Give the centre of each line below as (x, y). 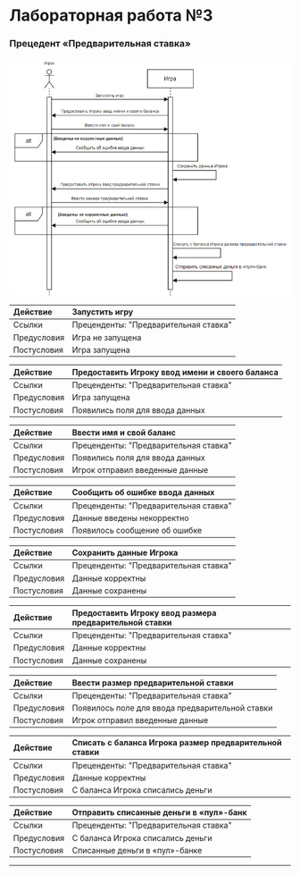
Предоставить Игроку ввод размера (144, 612)
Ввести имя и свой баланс (124, 432)
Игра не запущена (107, 337)
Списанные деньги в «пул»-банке (137, 850)
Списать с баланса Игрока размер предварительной (177, 743)
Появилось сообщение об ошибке (137, 530)
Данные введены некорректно (130, 517)
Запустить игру (103, 312)
